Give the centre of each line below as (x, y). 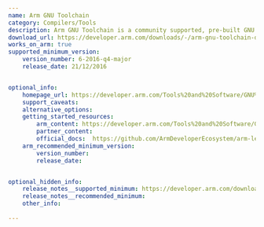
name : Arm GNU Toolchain (49, 15)
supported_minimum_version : (54, 52)
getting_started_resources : (68, 117)
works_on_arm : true (40, 45)
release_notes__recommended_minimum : (84, 196)
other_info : (42, 204)
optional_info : (33, 87)
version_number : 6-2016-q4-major (77, 60)
